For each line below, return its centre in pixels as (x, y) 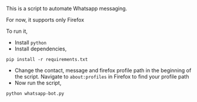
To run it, (17, 31)
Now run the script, (38, 83)
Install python (31, 42)
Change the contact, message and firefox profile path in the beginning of (103, 70)
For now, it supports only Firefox (45, 20)
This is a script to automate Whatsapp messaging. (67, 8)
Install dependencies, (41, 49)
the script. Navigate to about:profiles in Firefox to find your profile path (102, 76)
